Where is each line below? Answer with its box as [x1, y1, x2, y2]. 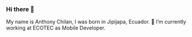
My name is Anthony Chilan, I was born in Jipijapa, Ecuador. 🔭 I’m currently [6, 18, 187, 25]
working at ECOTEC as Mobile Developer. [6, 24, 106, 31]
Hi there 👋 [6, 5, 35, 13]
